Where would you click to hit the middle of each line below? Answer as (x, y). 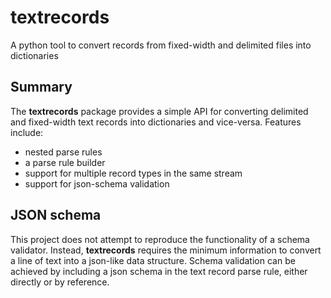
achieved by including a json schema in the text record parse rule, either (159, 271)
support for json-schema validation (97, 183)
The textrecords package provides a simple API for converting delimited (159, 111)
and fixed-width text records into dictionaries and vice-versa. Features (156, 122)
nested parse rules (63, 152)
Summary (41, 87)
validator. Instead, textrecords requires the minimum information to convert (166, 250)
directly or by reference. (60, 282)
